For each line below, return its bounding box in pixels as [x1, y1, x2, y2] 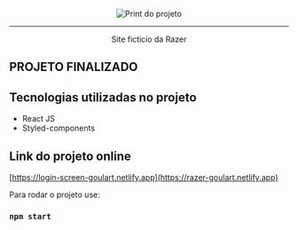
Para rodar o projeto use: [9, 189, 100, 200]
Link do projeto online [9, 148, 131, 163]
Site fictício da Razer [111, 34, 187, 44]
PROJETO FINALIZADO [9, 59, 138, 75]
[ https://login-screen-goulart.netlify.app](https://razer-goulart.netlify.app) [9, 172, 278, 183]
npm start [9, 211, 51, 221]
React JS [21, 114, 56, 124]
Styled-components [21, 123, 96, 133]
